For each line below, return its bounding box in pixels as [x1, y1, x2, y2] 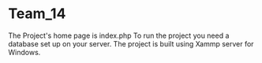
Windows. [8, 47, 41, 57]
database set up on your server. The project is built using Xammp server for [8, 39, 254, 48]
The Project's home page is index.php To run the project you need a [8, 31, 230, 40]
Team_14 [8, 5, 66, 23]
